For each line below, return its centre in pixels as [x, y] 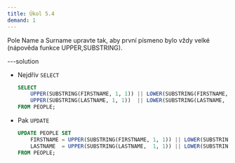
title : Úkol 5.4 [31, 14]
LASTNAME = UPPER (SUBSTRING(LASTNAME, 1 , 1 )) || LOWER [115, 146]
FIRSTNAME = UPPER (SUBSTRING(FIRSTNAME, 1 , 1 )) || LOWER [115, 140]
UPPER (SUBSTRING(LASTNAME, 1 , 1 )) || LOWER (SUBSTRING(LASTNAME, [128, 101]
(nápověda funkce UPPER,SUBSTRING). [65, 48]
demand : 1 [22, 20]
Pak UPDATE [33, 120]
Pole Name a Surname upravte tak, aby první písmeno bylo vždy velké [109, 40]
